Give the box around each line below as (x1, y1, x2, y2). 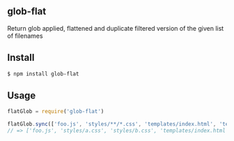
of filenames (7, 31, 43, 40)
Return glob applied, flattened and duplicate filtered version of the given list (7, 24, 224, 32)
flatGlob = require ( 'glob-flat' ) (7, 108, 104, 115)
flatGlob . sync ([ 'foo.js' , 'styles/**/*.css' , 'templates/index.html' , (7, 121, 217, 128)
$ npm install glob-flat (7, 70, 79, 77)
